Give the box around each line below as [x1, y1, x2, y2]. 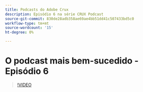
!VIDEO [17, 82, 32, 88]
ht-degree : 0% [5, 30, 34, 35]
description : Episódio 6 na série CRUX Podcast [5, 12, 104, 17]
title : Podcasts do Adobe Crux [5, 7, 69, 12]
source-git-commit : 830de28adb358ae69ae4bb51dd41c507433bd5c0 [5, 16, 134, 21]
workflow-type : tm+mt [5, 21, 49, 26]
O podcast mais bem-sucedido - [5, 55, 139, 67]
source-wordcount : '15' [5, 25, 54, 30]
